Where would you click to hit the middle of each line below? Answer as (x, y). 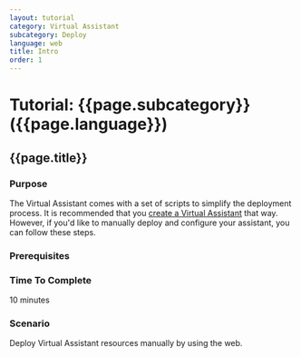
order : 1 (26, 60)
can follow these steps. (53, 232)
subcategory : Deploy (49, 35)
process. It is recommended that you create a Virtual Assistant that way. (144, 213)
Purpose (29, 183)
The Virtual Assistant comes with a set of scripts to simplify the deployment (150, 203)
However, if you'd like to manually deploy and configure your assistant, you (150, 223)
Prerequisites (39, 255)
